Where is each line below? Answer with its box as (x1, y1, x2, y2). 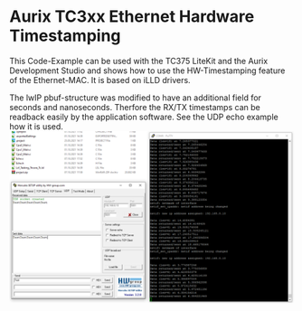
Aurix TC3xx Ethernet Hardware (9, 6, 255, 27)
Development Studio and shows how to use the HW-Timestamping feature (9, 65, 286, 76)
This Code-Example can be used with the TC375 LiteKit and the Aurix (9, 55, 269, 66)
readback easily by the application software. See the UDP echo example (9, 111, 278, 122)
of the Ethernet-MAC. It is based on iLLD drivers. (9, 74, 192, 85)
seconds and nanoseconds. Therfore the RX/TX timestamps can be (9, 101, 260, 112)
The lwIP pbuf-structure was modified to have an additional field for (9, 92, 262, 103)
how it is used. (9, 120, 63, 132)
